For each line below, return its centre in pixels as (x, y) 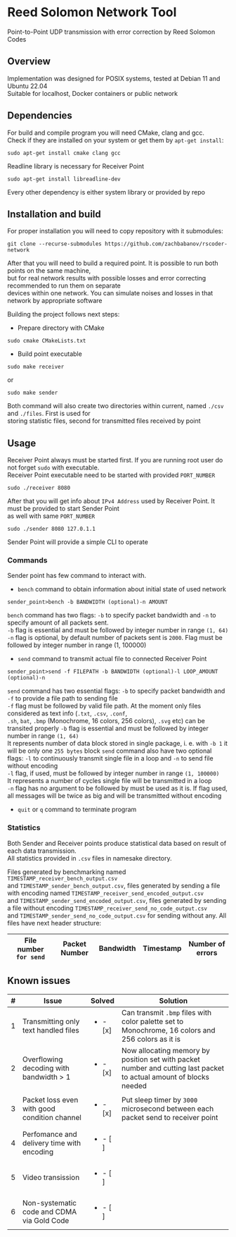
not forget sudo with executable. (53, 468)
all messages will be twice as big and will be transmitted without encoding (114, 796)
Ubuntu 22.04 (27, 86)
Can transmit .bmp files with (167, 1012)
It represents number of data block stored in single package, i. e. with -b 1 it (118, 744)
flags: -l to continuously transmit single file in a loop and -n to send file (110, 758)
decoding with (46, 1068)
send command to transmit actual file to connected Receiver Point (112, 659)
